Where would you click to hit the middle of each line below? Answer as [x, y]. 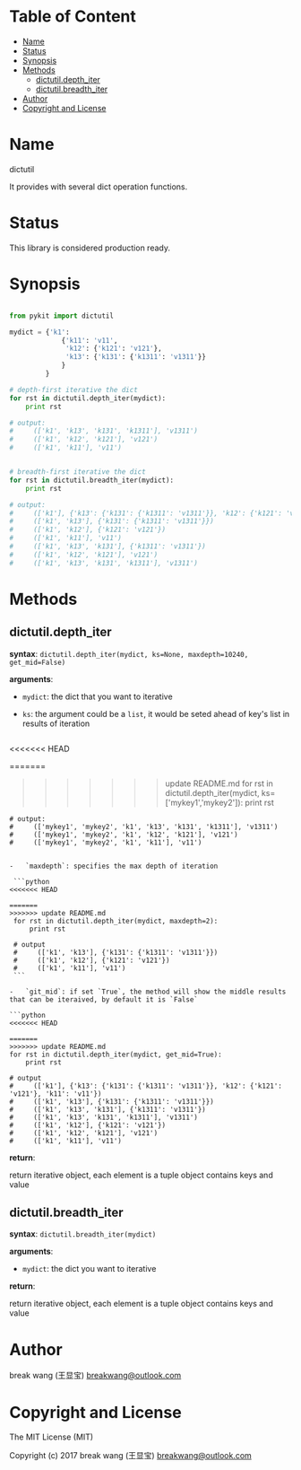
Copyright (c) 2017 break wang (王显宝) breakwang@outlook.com [131, 1456]
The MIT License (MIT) [52, 1437]
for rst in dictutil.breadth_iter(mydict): [92, 480]
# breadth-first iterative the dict [77, 472]
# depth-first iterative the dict [74, 389]
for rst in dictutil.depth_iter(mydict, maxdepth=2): [116, 921]
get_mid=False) [38, 662]
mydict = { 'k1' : [39, 332]
